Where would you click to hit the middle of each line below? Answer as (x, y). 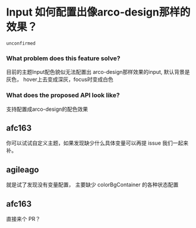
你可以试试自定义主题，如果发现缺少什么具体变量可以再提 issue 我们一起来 (97, 143)
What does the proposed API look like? (63, 95)
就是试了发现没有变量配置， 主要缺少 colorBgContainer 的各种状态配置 (92, 185)
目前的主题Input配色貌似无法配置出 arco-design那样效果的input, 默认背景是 (98, 72)
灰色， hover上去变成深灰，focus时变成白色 (60, 79)
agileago (23, 169)
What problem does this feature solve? (63, 58)
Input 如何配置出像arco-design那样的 (98, 12)
